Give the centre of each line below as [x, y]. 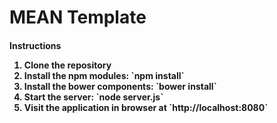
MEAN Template [78, 17]
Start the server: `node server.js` [93, 97]
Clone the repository [67, 65]
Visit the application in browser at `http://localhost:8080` [146, 107]
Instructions [35, 45]
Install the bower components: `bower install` [120, 86]
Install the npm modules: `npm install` [104, 75]
